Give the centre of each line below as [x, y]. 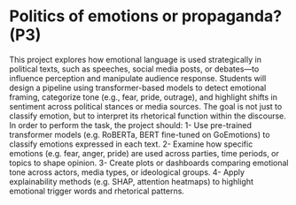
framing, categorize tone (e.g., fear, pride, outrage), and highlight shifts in [143, 97]
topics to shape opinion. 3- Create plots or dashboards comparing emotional [149, 163]
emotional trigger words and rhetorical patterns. [97, 191]
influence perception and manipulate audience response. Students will [138, 78]
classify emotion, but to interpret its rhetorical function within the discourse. [148, 116]
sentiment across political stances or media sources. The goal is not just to [146, 106]
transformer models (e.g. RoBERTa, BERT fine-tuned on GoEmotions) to [140, 134]
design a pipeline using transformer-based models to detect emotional [138, 87]
